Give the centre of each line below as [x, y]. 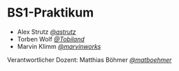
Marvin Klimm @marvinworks [59, 46]
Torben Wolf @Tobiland [51, 39]
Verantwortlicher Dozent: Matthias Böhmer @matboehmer [89, 59]
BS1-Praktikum [51, 13]
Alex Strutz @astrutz [46, 32]
